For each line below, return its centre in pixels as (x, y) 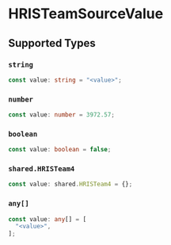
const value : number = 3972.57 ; (61, 115)
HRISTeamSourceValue (86, 14)
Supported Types (52, 43)
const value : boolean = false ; (60, 150)
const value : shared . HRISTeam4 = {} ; (70, 184)
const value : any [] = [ (47, 219)
